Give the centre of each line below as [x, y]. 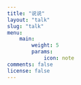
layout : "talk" [29, 20]
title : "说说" [26, 13]
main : [27, 39]
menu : [15, 33]
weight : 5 [45, 45]
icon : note [59, 58]
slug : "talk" [26, 26]
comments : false [30, 64]
